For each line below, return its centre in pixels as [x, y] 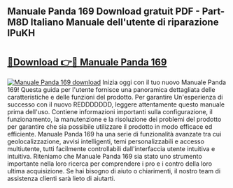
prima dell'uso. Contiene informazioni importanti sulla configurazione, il [110, 112]
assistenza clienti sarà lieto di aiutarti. [61, 178]
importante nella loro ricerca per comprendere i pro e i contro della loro [110, 164]
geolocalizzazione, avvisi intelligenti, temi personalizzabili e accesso [106, 141]
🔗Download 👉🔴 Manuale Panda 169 [87, 62]
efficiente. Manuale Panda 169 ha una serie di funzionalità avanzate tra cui [114, 134]
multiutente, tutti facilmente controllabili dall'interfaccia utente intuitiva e [111, 149]
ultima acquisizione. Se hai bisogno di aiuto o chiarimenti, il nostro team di [114, 171]
